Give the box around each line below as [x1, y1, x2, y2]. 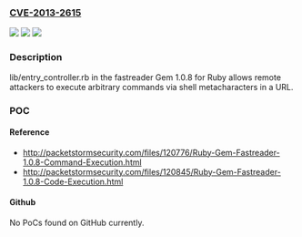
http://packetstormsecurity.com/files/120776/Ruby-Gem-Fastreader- [22, 147, 280, 158]
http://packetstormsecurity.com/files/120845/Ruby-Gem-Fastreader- [22, 166, 282, 177]
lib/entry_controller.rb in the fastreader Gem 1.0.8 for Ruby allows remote [9, 71, 282, 83]
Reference [9, 127, 50, 138]
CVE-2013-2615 [9, 6, 82, 19]
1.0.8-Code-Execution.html [22, 176, 124, 187]
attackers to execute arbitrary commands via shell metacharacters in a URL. [9, 81, 294, 92]
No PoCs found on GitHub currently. [9, 217, 145, 228]
